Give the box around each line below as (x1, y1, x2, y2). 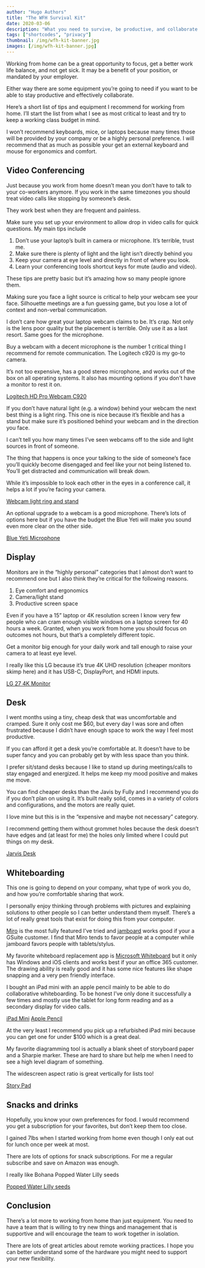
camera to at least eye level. (6, 649, 77, 657)
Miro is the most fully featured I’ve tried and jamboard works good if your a (6, 927, 195, 935)
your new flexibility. (6, 1255, 56, 1262)
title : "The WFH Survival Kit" (6, 15, 86, 21)
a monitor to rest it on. (6, 380, 62, 388)
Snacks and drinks (6, 1100, 79, 1110)
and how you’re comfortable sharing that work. (6, 891, 124, 898)
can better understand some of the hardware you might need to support (6, 1248, 187, 1256)
